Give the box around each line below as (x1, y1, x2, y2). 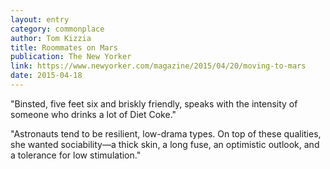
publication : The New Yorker (10, 52, 132, 62)
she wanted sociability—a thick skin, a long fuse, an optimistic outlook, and (10, 138, 320, 150)
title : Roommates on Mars (10, 42, 118, 53)
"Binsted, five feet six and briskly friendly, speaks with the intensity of (10, 97, 298, 110)
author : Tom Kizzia (10, 33, 92, 43)
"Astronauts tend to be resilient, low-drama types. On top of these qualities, (10, 127, 322, 140)
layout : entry (10, 14, 70, 25)
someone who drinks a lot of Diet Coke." (10, 108, 177, 120)
